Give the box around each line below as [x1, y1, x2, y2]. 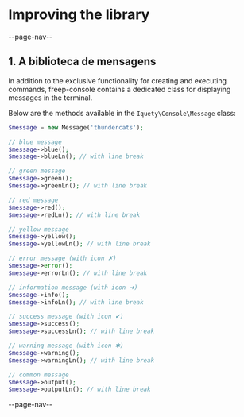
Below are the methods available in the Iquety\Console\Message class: [8, 108, 236, 118]
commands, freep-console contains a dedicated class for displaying [8, 84, 231, 94]
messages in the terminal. [8, 93, 93, 102]
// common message [8, 371, 69, 379]
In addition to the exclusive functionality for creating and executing [8, 75, 227, 85]
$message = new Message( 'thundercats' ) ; [8, 123, 145, 132]
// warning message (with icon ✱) [8, 342, 124, 349]
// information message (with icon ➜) [8, 284, 138, 292]
